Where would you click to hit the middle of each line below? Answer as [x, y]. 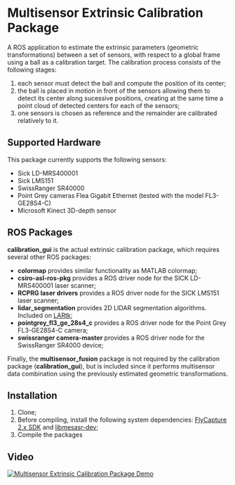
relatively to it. [38, 120]
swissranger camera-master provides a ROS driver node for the [111, 338]
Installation [32, 396]
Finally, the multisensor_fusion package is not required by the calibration [114, 359]
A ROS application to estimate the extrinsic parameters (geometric [103, 47]
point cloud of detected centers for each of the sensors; [99, 105]
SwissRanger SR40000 [51, 188]
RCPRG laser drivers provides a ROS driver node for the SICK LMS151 [118, 293]
